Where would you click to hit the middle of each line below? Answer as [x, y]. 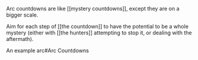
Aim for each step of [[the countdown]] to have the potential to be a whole [98, 26]
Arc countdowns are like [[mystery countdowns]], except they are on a [93, 9]
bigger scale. [22, 15]
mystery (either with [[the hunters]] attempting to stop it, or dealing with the [99, 33]
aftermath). [20, 39]
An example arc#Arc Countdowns [48, 50]
